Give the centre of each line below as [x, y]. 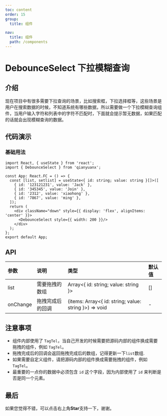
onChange [20, 304]
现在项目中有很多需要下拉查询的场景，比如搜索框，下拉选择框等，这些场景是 [83, 101]
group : [12, 19]
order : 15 [15, 14]
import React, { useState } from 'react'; [50, 163]
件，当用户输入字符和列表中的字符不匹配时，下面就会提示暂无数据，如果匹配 [83, 113]
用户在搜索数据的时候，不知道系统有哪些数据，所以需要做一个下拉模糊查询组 [83, 107]
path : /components [29, 42]
